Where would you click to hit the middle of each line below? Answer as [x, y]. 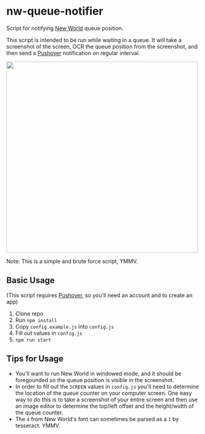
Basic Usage [31, 280]
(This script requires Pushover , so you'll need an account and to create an [99, 295]
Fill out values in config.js [49, 333]
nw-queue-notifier [55, 11]
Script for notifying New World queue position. [65, 28]
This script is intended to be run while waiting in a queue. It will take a [94, 40]
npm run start [33, 340]
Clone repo [29, 314]
